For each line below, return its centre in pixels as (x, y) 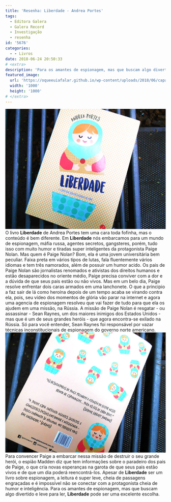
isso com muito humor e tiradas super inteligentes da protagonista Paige (81, 248)
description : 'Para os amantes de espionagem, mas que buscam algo (78, 70)
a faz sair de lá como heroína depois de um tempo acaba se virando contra (84, 292)
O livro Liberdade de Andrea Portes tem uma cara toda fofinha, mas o (78, 232)
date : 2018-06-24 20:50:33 (34, 59)
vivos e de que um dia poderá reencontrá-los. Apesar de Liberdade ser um (84, 472)
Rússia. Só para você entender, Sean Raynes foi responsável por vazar (79, 324)
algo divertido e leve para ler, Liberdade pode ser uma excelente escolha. (83, 494)
